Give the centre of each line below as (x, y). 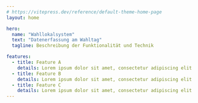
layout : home (23, 18)
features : (19, 57)
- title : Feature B (37, 74)
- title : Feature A (37, 62)
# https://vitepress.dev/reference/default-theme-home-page (84, 12)
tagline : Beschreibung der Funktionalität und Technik (83, 46)
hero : (13, 29)
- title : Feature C (37, 85)
